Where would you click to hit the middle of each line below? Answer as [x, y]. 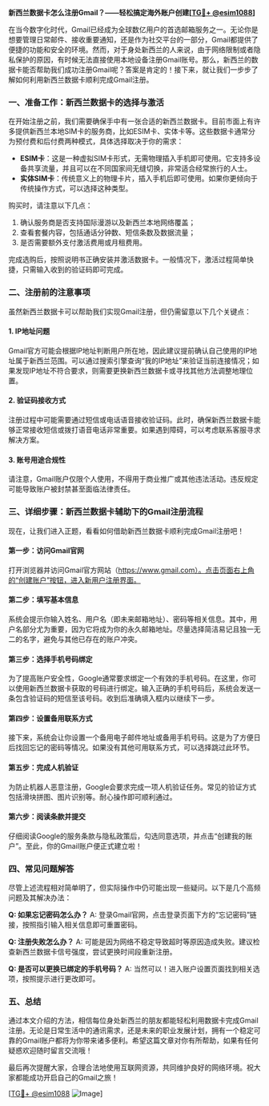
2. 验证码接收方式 [37, 401]
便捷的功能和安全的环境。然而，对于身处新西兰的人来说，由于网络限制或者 [131, 50]
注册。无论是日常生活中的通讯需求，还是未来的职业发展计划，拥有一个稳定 [131, 1031]
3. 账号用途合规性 [37, 459]
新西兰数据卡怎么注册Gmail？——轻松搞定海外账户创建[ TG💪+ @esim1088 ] [132, 12]
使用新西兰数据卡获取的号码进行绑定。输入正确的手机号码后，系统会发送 [134, 688]
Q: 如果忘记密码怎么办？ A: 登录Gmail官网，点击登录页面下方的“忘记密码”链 [133, 915]
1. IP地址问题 [29, 331]
